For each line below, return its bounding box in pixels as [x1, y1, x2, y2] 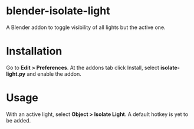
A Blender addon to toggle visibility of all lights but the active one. [6, 24, 166, 31]
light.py [6, 70, 25, 78]
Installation [6, 44, 63, 58]
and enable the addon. [26, 70, 81, 78]
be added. [6, 117, 31, 124]
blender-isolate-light [6, 4, 110, 18]
